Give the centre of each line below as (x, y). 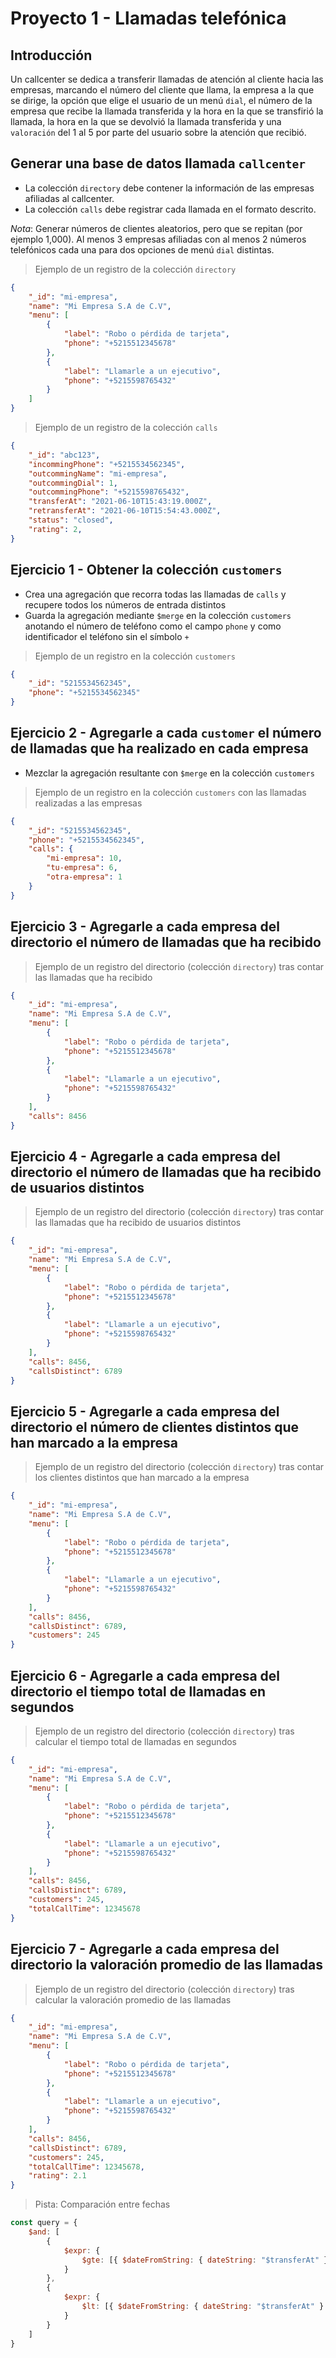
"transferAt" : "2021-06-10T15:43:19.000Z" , (120, 502)
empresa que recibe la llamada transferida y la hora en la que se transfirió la (167, 111)
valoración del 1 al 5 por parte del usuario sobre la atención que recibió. (158, 132)
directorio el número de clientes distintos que (155, 1427)
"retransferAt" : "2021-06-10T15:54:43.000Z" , (125, 511)
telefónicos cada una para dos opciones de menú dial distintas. (142, 249)
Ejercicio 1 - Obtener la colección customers (146, 570)
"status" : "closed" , (71, 520)
